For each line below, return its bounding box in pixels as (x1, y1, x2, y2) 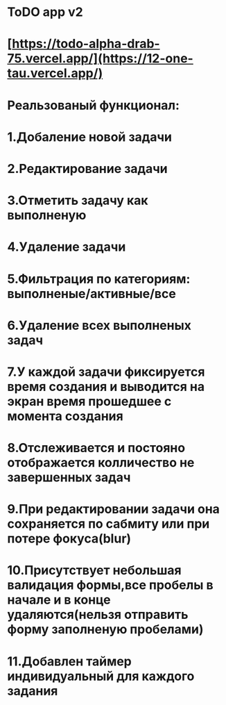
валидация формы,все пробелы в (7, 577, 214, 593)
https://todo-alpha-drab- (12, 36, 161, 52)
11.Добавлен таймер (7, 654, 132, 669)
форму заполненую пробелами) (7, 622, 204, 638)
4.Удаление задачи (7, 239, 126, 255)
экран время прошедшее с (7, 393, 172, 409)
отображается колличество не (7, 455, 195, 471)
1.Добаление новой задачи (7, 129, 172, 144)
